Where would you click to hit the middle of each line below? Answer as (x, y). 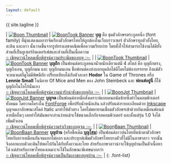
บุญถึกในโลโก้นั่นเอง (23, 86)
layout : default (23, 10)
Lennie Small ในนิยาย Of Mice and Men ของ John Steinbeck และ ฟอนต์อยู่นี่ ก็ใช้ (83, 80)
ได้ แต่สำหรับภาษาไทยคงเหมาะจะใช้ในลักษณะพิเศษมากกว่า (55, 149)
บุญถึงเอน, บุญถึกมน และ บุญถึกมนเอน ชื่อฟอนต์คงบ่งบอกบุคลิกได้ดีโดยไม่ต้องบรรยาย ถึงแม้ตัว (84, 69)
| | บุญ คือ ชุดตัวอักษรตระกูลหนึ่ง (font (81, 34)
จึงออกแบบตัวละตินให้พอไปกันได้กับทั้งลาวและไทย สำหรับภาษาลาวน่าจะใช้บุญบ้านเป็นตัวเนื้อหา (84, 144)
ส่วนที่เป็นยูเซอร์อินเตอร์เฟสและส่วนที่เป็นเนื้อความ (47, 52)
